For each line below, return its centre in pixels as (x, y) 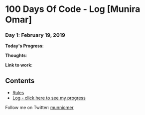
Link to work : (19, 65)
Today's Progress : (24, 46)
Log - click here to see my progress (49, 98)
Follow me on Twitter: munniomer (39, 108)
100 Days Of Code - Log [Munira (73, 9)
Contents (20, 81)
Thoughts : (16, 56)
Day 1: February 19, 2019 (35, 35)
